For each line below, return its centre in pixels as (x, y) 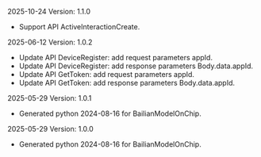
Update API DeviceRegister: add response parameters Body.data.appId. (136, 66)
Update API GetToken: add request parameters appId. (107, 74)
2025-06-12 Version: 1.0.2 (50, 42)
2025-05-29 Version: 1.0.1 (50, 98)
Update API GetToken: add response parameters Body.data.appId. (127, 83)
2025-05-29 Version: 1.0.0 (51, 129)
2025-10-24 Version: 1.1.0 (49, 11)
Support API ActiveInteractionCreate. (79, 27)
